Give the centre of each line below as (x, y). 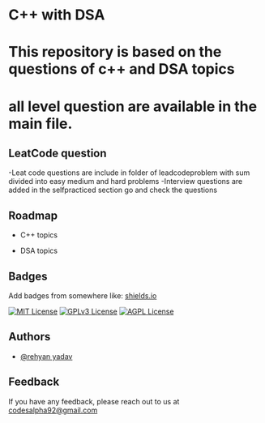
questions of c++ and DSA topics (122, 69)
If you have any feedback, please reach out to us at (94, 401)
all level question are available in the (133, 106)
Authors (30, 337)
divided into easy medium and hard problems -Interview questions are (126, 182)
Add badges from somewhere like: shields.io (83, 296)
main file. (41, 124)
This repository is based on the (115, 52)
